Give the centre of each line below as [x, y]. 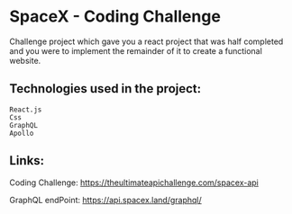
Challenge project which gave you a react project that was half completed [146, 41]
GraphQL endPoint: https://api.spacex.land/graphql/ [106, 200]
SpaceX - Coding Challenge [115, 17]
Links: [27, 160]
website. [25, 60]
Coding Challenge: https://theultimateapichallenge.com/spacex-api [134, 183]
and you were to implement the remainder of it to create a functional [136, 50]
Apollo [22, 133]
